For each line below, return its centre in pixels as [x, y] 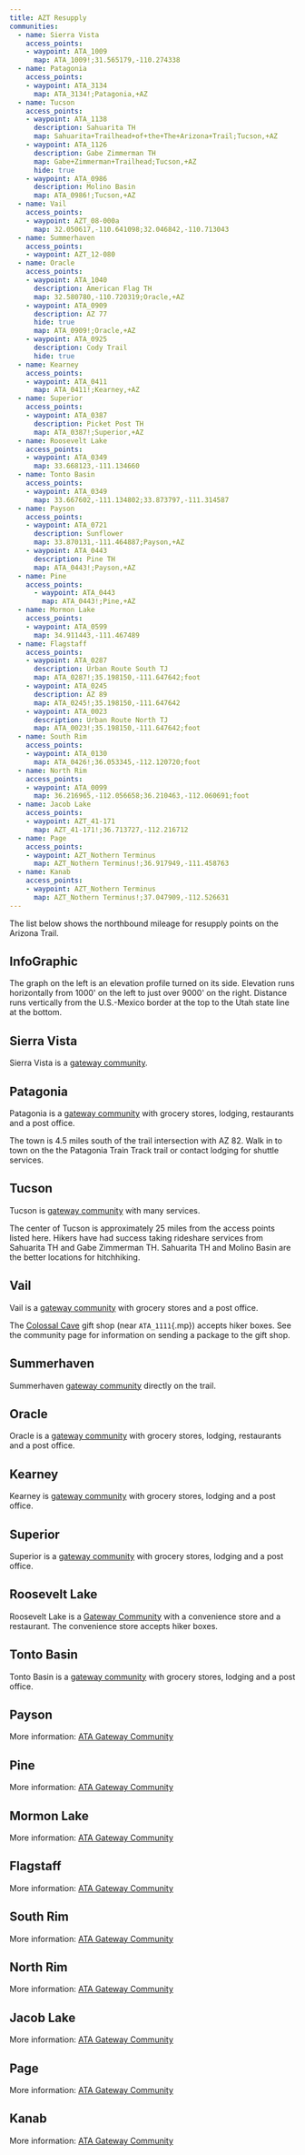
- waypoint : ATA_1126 [66, 145]
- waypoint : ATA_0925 [66, 339]
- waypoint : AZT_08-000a [73, 221]
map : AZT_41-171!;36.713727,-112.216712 [111, 830]
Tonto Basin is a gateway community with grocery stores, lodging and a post [152, 1677]
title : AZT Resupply [49, 18]
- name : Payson [46, 509]
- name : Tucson [46, 102]
